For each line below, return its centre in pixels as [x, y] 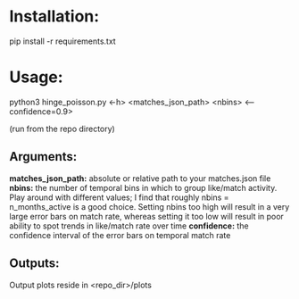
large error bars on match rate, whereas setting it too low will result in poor [146, 216]
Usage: [37, 77]
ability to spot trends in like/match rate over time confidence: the [129, 226]
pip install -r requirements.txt [62, 41]
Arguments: [43, 157]
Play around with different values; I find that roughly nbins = [119, 197]
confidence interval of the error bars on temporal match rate [120, 235]
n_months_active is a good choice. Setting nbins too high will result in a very [149, 206]
